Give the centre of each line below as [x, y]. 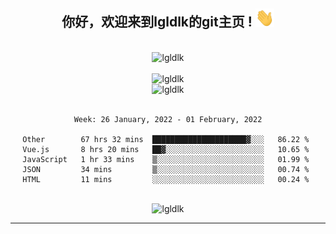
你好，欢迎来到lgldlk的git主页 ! [157, 22]
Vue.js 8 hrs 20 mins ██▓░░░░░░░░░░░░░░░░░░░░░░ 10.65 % [166, 149]
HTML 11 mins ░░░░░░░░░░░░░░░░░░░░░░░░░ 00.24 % [166, 179]
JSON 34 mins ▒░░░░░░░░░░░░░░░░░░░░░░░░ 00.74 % [166, 169]
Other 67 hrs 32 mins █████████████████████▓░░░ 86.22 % [166, 139]
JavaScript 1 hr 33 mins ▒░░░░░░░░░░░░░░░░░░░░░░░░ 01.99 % [166, 159]
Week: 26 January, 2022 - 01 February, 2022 [168, 119]
